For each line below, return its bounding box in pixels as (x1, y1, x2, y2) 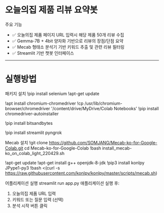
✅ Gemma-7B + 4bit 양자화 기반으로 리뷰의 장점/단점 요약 (12, 38, 123, 44)
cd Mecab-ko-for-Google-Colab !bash (24, 145, 102, 151)
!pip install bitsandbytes (5, 120, 53, 126)
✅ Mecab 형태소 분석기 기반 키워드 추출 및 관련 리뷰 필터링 (12, 44, 124, 50)
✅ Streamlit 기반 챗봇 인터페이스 (12, 50, 74, 56)
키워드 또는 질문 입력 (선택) (12, 196, 64, 202)
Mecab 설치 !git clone (5, 139, 48, 145)
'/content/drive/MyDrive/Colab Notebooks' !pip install (51, 105, 159, 111)
